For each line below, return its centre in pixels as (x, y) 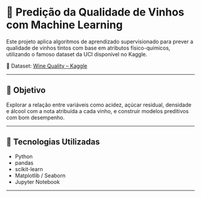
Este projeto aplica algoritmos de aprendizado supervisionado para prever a (100, 41)
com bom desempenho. (36, 117)
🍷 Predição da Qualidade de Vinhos (95, 12)
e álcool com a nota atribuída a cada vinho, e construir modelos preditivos (98, 111)
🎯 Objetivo (26, 90)
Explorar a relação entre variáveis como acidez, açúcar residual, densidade (99, 105)
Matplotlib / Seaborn (40, 175)
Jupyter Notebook (37, 181)
